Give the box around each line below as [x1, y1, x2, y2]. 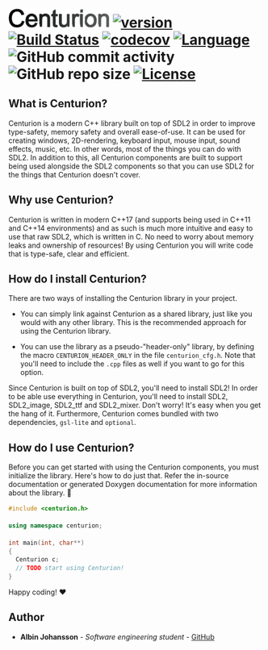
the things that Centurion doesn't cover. [8, 169, 141, 179]
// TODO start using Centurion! [15, 565, 125, 573]
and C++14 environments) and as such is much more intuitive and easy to [8, 223, 253, 233]
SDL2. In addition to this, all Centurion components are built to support [8, 152, 243, 162]
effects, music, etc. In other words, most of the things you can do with [8, 144, 242, 153]
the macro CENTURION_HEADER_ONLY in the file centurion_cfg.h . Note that [19, 351, 256, 360]
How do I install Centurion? [8, 272, 147, 285]
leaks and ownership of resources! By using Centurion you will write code [8, 240, 253, 250]
